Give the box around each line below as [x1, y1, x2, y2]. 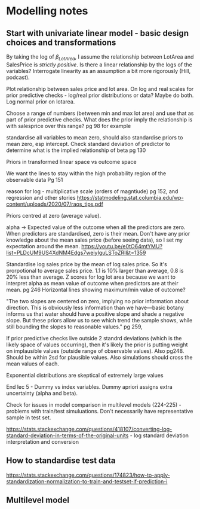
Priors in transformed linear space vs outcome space [6, 158, 137, 165]
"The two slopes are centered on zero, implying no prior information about [6, 297, 189, 304]
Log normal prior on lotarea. [6, 97, 75, 105]
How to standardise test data [6, 456, 116, 466]
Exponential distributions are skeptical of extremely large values [6, 371, 164, 379]
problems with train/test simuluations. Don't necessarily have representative [6, 407, 193, 414]
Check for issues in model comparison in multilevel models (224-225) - [6, 401, 181, 408]
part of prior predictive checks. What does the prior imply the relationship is [6, 115, 193, 123]
